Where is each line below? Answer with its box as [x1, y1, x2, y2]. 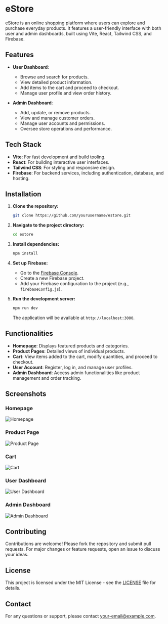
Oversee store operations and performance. [20, 125, 112, 131]
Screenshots [5, 390, 47, 398]
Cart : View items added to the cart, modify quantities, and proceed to [12, 353, 158, 360]
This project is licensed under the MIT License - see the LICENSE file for [5, 580, 156, 586]
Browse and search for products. [20, 74, 89, 80]
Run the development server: [12, 296, 76, 301]
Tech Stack [5, 140, 41, 149]
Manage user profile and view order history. [20, 90, 112, 96]
